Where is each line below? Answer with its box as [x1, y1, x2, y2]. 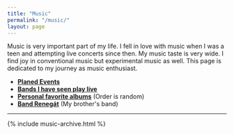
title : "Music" [7, 10, 52, 17]
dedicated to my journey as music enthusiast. [7, 64, 138, 73]
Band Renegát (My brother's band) [17, 100, 118, 108]
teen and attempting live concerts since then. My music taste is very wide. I [7, 49, 224, 58]
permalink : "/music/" [7, 17, 70, 24]
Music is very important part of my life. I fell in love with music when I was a [7, 42, 224, 51]
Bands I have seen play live [17, 85, 97, 94]
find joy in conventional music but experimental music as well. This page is [7, 57, 221, 65]
